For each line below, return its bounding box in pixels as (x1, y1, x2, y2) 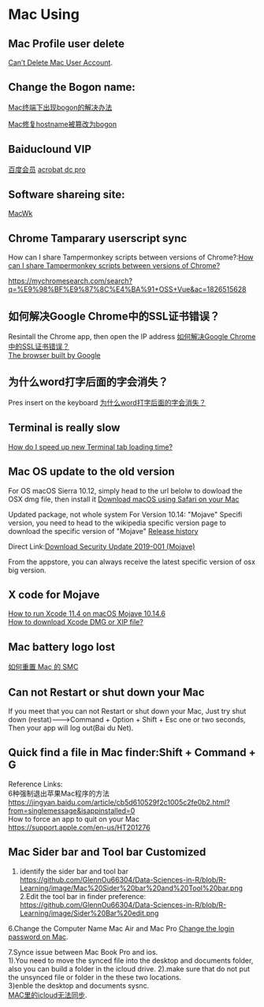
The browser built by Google (8, 351, 101, 360)
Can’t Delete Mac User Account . (8, 58, 113, 67)
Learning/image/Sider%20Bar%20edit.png (19, 908, 159, 918)
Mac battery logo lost (8, 640, 116, 654)
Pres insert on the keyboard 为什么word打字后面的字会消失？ (8, 397, 206, 407)
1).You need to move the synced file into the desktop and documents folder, (8, 956, 254, 965)
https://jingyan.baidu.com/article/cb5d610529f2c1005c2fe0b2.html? (8, 797, 230, 807)
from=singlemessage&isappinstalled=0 (8, 806, 136, 815)
